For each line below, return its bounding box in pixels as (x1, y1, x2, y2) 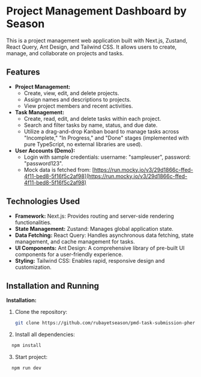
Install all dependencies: (14, 331, 75, 338)
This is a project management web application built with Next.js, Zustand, (6, 37, 188, 44)
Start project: (14, 354, 48, 361)
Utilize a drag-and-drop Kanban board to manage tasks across (23, 127, 179, 135)
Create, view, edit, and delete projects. (23, 89, 119, 97)
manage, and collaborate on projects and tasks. (6, 49, 124, 57)
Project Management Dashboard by (6, 4, 187, 18)
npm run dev (11, 365, 42, 371)
